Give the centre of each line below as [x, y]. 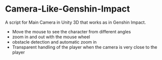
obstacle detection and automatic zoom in [54, 42]
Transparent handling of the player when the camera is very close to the [85, 47]
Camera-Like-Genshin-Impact [68, 9]
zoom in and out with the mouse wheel [51, 37]
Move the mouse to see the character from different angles [71, 31]
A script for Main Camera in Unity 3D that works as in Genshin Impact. [76, 22]
